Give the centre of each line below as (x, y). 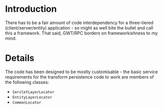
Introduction (31, 9)
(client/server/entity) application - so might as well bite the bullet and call (79, 27)
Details (20, 58)
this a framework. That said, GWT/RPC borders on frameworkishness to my (81, 33)
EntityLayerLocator (32, 97)
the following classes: (27, 82)
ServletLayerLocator (33, 92)
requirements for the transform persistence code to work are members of (80, 77)
